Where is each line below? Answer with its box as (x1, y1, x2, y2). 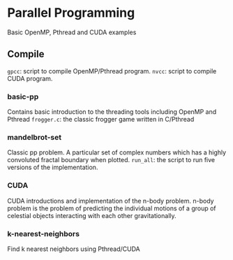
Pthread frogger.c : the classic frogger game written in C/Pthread (7, 115, 195, 124)
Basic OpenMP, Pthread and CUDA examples (7, 28, 137, 36)
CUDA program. (7, 74, 53, 82)
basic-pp (7, 92, 39, 101)
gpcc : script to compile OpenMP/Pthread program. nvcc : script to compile (7, 66, 217, 75)
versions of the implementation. (7, 163, 98, 172)
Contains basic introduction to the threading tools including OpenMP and (7, 108, 217, 116)
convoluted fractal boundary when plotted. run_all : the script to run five (7, 156, 216, 164)
